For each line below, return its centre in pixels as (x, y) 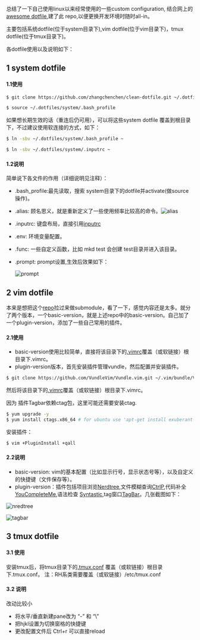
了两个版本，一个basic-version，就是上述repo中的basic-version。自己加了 (98, 315)
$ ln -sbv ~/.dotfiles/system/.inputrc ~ (58, 150)
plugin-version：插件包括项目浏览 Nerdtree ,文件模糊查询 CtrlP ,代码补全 (100, 487)
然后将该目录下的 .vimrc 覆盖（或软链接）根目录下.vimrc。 (76, 390)
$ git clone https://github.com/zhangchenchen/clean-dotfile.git (89, 97)
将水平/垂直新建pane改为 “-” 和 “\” (57, 616)
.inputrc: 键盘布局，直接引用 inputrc (58, 224)
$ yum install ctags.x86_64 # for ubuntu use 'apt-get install (86, 420)
